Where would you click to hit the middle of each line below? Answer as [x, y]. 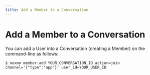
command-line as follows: [32, 53]
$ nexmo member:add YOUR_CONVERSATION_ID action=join [63, 63]
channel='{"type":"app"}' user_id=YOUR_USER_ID [56, 67]
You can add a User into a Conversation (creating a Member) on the [75, 48]
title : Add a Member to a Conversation [47, 10]
